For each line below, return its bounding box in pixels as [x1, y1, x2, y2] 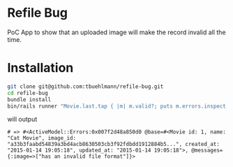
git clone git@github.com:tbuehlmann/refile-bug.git [7, 82, 164, 90]
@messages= [191, 147, 223, 154]
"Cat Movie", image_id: [7, 135, 77, 142]
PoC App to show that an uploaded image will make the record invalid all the [7, 28, 226, 36]
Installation [7, 60, 74, 76]
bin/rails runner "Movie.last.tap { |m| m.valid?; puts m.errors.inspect [7, 103, 227, 110]
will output [7, 115, 38, 124]
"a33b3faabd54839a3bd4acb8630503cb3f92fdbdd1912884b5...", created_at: [7, 141, 220, 148]
